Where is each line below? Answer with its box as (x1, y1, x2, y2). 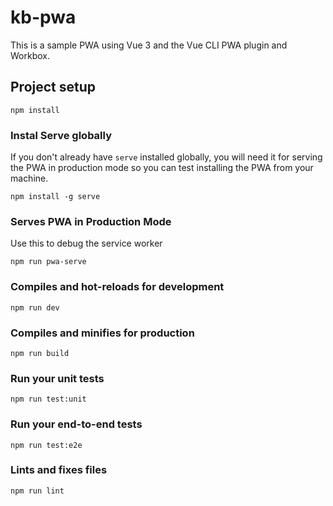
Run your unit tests (10, 371, 105, 385)
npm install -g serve (10, 192, 101, 202)
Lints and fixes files (10, 463, 108, 477)
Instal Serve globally (10, 128, 112, 142)
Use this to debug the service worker (10, 237, 163, 250)
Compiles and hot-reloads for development (10, 280, 225, 294)
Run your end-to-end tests (10, 417, 143, 431)
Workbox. (10, 49, 50, 61)
